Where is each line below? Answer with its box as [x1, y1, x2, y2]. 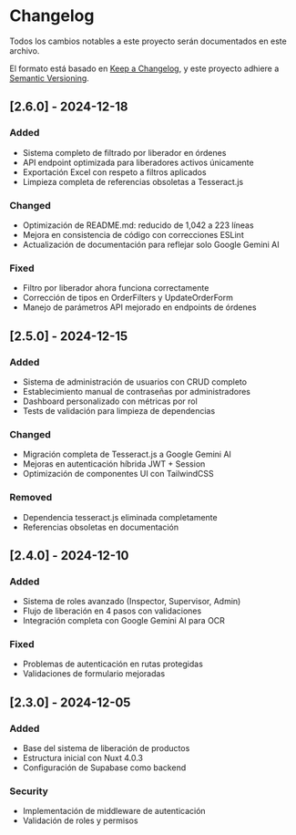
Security [9, 785, 48, 798]
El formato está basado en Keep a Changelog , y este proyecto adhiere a [9, 63, 280, 74]
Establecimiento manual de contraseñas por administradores [22, 386, 250, 397]
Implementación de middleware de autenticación [22, 806, 207, 817]
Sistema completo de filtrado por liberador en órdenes [22, 147, 227, 158]
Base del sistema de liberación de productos [22, 743, 190, 754]
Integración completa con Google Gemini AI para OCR [22, 615, 226, 626]
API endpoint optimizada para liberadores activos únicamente [22, 157, 254, 168]
